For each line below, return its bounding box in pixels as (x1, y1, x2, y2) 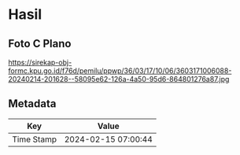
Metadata (8, 97, 57, 111)
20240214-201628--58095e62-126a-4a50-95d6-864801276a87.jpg (8, 75, 230, 83)
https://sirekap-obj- (8, 57, 72, 67)
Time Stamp (12, 134, 57, 145)
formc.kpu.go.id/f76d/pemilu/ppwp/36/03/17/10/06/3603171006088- (8, 66, 232, 76)
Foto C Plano (8, 37, 72, 50)
